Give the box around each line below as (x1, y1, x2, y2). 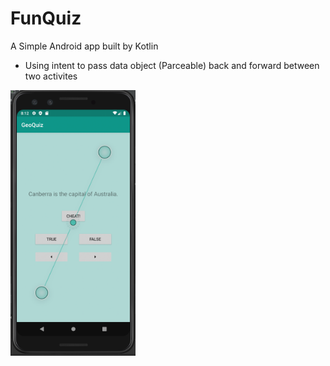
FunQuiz (10, 7, 82, 30)
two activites (24, 70, 78, 82)
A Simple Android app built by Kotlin (10, 40, 159, 52)
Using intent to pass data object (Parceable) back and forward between (24, 59, 320, 71)
